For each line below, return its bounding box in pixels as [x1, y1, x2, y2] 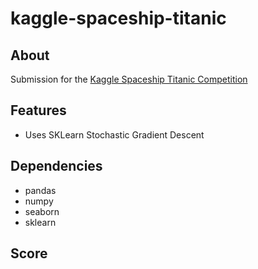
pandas [24, 184, 57, 196]
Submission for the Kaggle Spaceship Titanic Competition [10, 73, 248, 85]
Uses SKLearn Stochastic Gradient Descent [24, 128, 205, 141]
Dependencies [10, 158, 103, 175]
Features [10, 102, 67, 119]
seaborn [24, 205, 60, 217]
